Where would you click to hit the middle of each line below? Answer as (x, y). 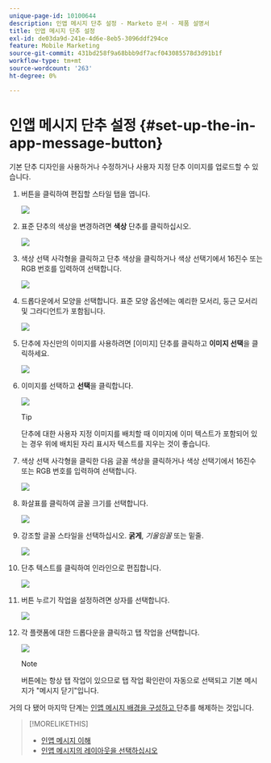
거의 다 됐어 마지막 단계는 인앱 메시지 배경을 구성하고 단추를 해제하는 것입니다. (132, 707)
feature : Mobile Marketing (54, 46)
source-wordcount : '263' (51, 69)
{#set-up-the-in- (198, 125)
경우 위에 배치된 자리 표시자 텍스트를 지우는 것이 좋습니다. (120, 443)
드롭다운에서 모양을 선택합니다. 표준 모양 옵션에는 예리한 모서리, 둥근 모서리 (139, 300)
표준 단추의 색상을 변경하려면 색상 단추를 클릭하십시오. (106, 226)
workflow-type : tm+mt (46, 61)
